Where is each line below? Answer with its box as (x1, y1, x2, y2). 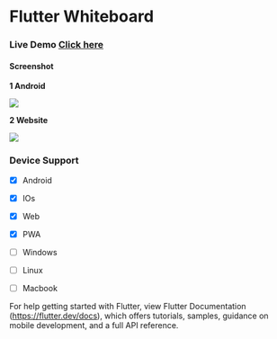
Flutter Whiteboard (9, 6, 155, 27)
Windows (22, 246, 58, 257)
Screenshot (9, 60, 54, 71)
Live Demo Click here (9, 39, 104, 51)
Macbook (22, 282, 58, 293)
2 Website (9, 115, 49, 126)
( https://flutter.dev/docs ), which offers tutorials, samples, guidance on (9, 310, 269, 321)
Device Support (9, 155, 79, 167)
